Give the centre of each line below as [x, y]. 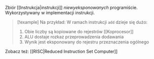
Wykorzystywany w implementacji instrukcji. [50, 13]
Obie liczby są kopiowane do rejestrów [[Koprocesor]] [79, 31]
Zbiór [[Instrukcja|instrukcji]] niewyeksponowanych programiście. [72, 8]
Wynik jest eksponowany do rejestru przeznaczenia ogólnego [87, 42]
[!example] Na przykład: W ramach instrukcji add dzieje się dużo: [82, 22]
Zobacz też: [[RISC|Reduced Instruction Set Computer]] [61, 51]
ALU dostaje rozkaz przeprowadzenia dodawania [74, 37]
